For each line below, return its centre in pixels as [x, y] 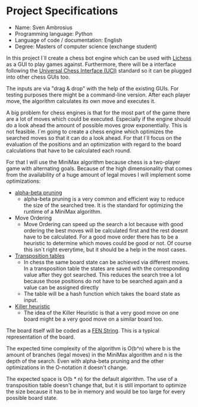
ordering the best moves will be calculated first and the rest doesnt [106, 230]
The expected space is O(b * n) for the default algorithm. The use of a [92, 378]
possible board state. [32, 397]
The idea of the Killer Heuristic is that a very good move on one [101, 312]
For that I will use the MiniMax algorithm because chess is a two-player [93, 162]
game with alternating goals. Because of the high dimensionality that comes [99, 168]
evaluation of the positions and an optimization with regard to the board [94, 144]
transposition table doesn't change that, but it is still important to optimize [96, 385]
